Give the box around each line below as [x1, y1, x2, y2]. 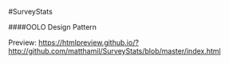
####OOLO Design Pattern [8, 22, 97, 31]
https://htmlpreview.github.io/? [38, 38, 140, 47]
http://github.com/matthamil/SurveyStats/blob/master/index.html [8, 46, 221, 55]
